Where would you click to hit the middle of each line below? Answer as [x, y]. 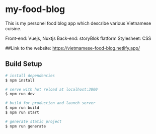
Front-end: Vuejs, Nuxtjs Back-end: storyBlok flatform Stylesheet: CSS [78, 38]
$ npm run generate [26, 126]
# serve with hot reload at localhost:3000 [52, 89]
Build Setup [24, 64]
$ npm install [20, 80]
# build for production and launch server [50, 103]
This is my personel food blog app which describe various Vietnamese [78, 23]
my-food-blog [35, 9]
